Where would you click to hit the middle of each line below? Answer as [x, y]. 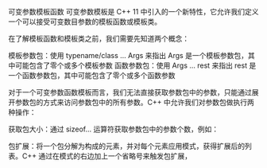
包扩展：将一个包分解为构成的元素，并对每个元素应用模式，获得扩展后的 [126, 146]
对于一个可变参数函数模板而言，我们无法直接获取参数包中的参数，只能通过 [130, 92]
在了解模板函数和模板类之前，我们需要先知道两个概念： [99, 39]
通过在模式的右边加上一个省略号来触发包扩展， [115, 156]
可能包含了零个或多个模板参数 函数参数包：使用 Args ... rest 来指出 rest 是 [135, 65]
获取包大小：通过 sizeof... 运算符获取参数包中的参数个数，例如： [114, 129]
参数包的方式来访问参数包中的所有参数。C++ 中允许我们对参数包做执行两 [134, 102]
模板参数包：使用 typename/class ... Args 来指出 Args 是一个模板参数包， [128, 55]
